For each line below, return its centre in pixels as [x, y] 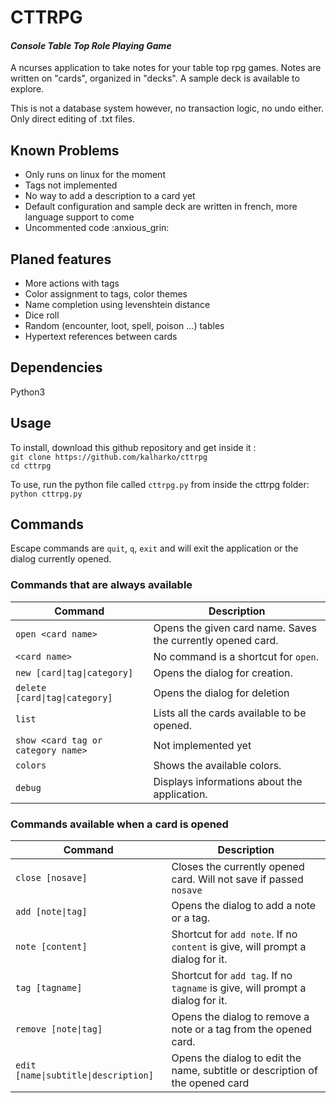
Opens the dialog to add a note [244, 906]
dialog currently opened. [61, 559]
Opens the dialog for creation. [223, 673]
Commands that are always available [101, 585]
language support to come [79, 217]
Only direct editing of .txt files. [72, 119]
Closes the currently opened [238, 867]
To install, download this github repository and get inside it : [133, 447]
